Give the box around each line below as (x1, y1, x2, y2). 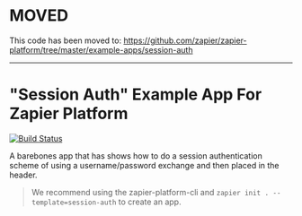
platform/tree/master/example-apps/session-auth (9, 44, 193, 55)
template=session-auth (31, 198, 117, 207)
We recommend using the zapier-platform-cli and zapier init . (31, 186, 270, 197)
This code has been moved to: (9, 35, 122, 46)
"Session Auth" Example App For (9, 84, 262, 105)
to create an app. (118, 196, 182, 207)
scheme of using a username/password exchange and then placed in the (9, 160, 280, 170)
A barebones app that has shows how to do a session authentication (9, 150, 262, 161)
